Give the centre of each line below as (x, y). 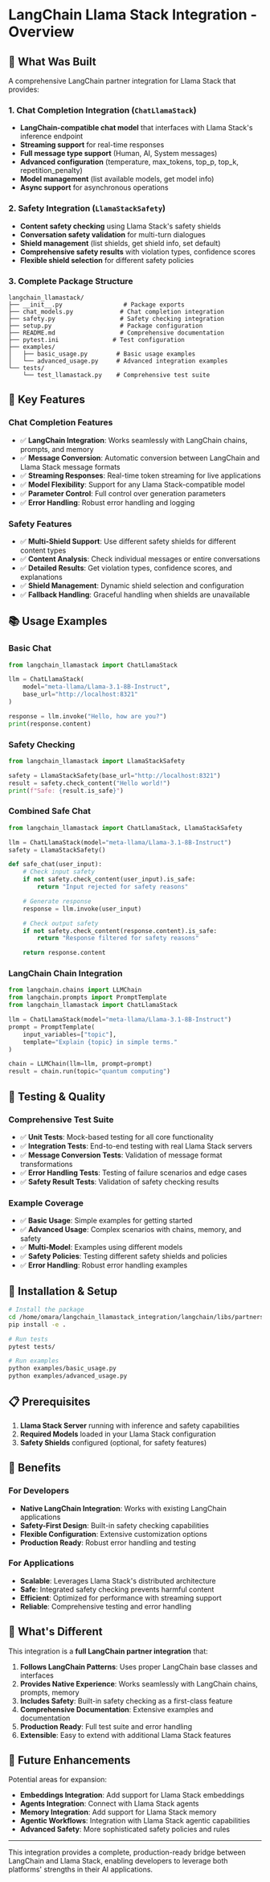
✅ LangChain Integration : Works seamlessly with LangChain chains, (133, 440)
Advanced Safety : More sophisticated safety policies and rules (125, 1829)
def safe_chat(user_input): (55, 865)
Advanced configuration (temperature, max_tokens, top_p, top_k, (129, 162)
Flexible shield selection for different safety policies (107, 260)
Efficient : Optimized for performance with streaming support (121, 1597)
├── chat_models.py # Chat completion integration (117, 311)
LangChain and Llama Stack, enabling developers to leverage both (118, 1861)
